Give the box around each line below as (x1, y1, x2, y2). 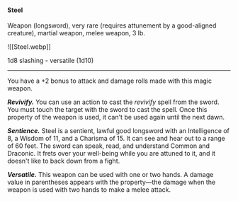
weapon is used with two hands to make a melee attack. (7, 185, 171, 194)
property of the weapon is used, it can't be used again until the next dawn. (7, 113, 225, 122)
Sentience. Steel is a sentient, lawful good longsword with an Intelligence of (7, 127, 230, 135)
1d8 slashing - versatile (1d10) (7, 57, 94, 65)
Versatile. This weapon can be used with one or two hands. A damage (7, 171, 214, 179)
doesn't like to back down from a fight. (7, 156, 120, 166)
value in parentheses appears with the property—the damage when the (7, 178, 216, 187)
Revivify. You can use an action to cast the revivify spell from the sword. (7, 98, 220, 106)
